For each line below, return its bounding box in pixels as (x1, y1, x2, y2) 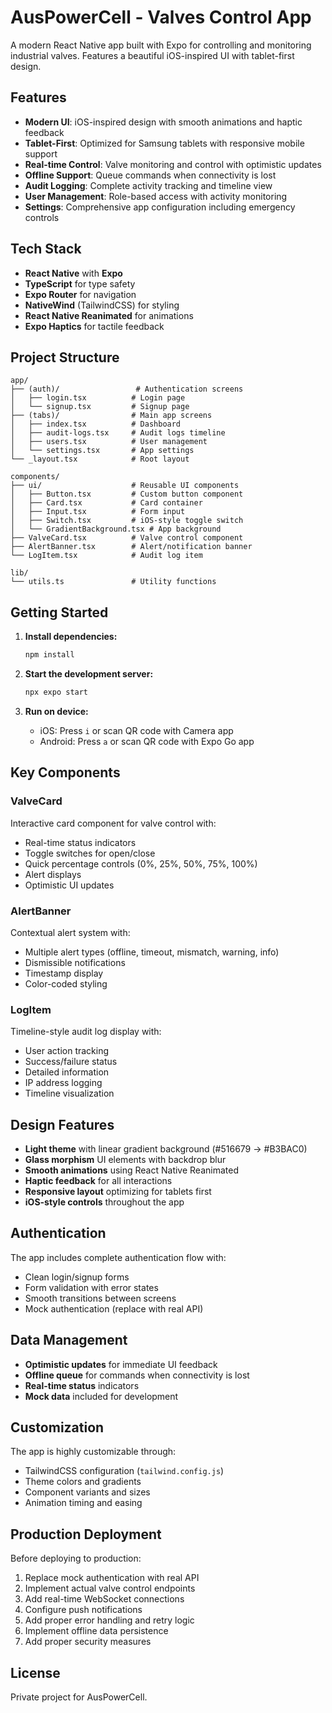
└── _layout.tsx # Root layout (10, 454, 190, 465)
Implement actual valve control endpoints (24, 1582, 196, 1595)
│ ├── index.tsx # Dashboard (10, 419, 182, 430)
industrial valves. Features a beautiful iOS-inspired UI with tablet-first (10, 49, 295, 61)
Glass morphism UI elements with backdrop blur (24, 1154, 227, 1166)
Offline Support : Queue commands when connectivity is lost (24, 169, 277, 181)
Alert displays (24, 868, 82, 880)
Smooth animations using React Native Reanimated (24, 1164, 239, 1176)
